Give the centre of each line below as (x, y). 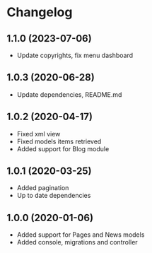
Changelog (40, 12)
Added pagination (43, 188)
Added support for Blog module (63, 148)
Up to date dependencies (54, 196)
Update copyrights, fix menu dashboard (75, 55)
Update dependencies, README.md (69, 94)
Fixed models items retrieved (59, 141)
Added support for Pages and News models (81, 235)
